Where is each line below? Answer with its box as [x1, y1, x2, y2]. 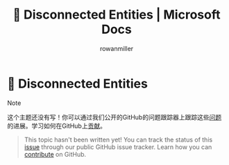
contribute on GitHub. [24, 150, 87, 158]
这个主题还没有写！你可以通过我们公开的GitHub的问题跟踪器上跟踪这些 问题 [7, 113, 222, 121]
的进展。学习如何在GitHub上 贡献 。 [7, 122, 106, 130]
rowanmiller [99, 44, 134, 52]
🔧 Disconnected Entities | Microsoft [12, 7, 221, 23]
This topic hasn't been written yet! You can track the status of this [24, 135, 213, 144]
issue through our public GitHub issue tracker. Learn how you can [24, 142, 212, 151]
